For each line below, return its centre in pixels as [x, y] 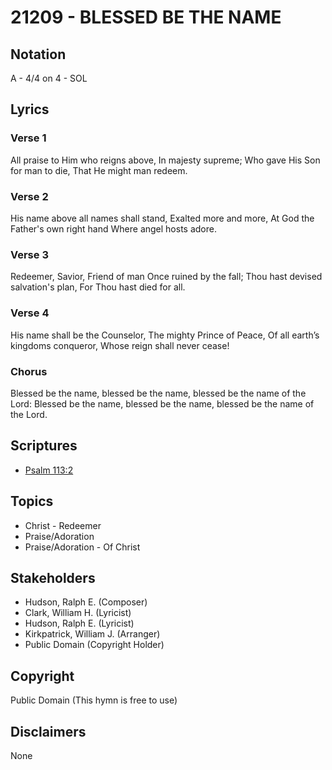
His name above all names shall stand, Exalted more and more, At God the [162, 218]
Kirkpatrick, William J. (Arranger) [92, 634]
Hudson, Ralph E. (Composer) [86, 602]
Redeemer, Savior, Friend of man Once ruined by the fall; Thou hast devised [166, 277]
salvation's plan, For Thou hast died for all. [98, 287]
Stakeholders [53, 577]
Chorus [29, 371]
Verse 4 [30, 313]
